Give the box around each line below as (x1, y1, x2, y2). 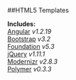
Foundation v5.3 (7, 42, 55, 50)
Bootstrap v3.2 (7, 35, 51, 43)
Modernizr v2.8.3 (7, 57, 58, 66)
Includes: (7, 20, 36, 28)
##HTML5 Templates (7, 6, 70, 14)
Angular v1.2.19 (7, 28, 52, 35)
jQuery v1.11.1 (7, 50, 45, 58)
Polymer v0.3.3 (7, 65, 52, 73)
